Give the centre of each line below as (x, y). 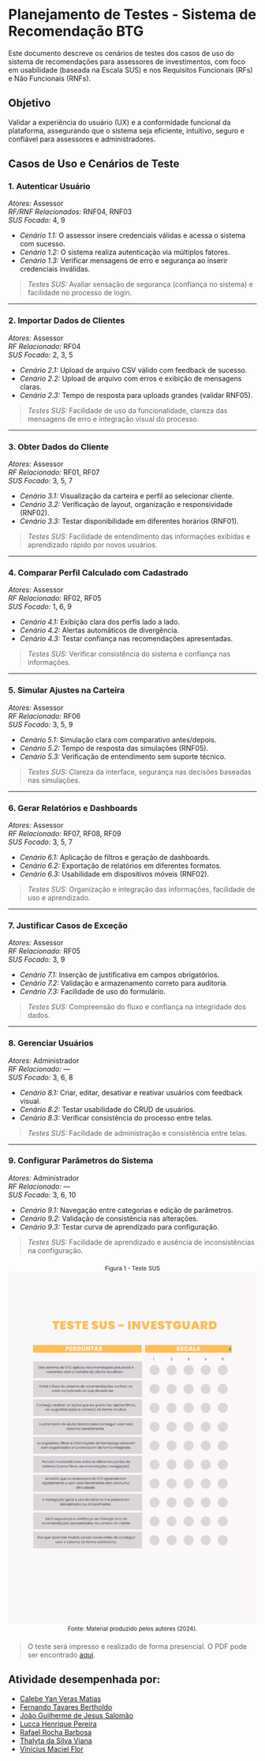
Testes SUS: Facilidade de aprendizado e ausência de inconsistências (141, 1242)
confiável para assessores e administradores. (82, 139)
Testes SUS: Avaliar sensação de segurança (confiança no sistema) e (140, 284)
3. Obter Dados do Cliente (58, 446)
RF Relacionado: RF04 (45, 346)
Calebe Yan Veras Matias (60, 1699)
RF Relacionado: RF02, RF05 (55, 599)
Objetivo (30, 103)
